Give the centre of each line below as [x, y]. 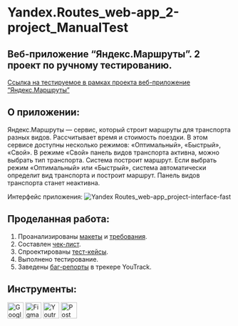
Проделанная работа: [58, 219]
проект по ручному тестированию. [90, 65]
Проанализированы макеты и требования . [82, 236]
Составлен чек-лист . [49, 244]
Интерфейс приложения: [45, 197]
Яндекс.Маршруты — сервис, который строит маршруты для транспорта [119, 129]
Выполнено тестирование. [58, 259]
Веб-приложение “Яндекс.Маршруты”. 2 [104, 54]
